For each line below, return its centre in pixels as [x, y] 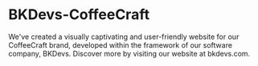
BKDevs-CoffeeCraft [79, 15]
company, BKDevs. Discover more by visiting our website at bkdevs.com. [129, 53]
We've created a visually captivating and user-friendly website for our [124, 37]
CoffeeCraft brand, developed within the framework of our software [121, 45]
